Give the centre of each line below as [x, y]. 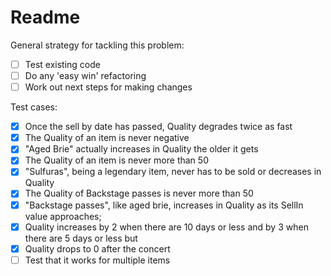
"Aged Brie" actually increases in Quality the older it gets [141, 149]
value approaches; [63, 216]
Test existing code [62, 64]
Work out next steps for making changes [108, 87]
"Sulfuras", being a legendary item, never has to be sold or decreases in [173, 172]
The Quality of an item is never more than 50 [116, 160]
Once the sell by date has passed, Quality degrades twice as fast [158, 127]
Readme [45, 17]
